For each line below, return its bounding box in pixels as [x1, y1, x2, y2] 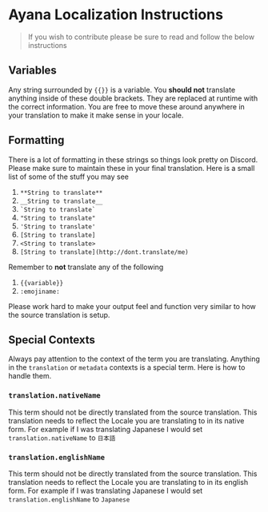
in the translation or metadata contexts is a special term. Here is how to [8, 363, 246, 372]
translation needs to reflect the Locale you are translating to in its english [8, 477, 249, 486]
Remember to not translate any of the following [8, 262, 164, 272]
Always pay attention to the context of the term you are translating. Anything [8, 354, 260, 364]
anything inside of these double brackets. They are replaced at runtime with [8, 93, 258, 103]
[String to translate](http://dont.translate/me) [19, 248, 190, 256]
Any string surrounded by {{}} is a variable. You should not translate [8, 85, 236, 94]
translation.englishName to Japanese [8, 494, 130, 504]
